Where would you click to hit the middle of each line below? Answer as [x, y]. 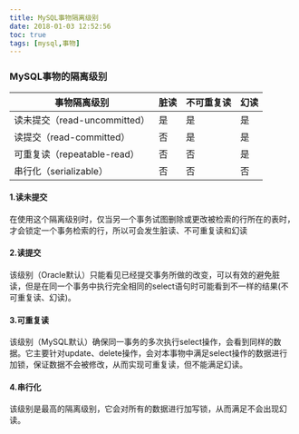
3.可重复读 [29, 320]
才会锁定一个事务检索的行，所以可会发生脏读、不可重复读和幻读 [128, 230]
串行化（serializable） [61, 171]
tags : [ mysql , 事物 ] [45, 43]
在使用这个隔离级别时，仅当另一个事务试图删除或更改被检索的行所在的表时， [152, 219]
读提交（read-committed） [72, 137]
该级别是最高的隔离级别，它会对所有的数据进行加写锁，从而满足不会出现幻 [148, 409]
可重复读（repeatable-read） [77, 153]
